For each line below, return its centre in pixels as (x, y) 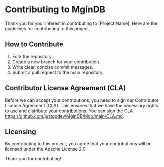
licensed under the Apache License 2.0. (46, 149)
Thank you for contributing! (33, 159)
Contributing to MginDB (55, 9)
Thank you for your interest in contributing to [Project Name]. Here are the (81, 23)
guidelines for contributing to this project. (48, 28)
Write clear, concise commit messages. (53, 67)
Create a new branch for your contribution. (56, 62)
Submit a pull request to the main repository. (58, 72)
